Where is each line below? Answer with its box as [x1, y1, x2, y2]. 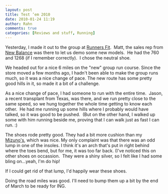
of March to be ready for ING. [5, 183, 66, 189]
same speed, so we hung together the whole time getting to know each [5, 101, 152, 106]
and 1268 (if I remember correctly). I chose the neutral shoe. [5, 55, 131, 60]
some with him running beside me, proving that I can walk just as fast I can [5, 117, 159, 122]
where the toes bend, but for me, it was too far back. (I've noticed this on [5, 148, 156, 153]
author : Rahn [5, 21, 33, 26]
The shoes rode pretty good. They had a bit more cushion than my [5, 132, 142, 137]
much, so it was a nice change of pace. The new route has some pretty [5, 75, 152, 81]
